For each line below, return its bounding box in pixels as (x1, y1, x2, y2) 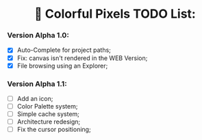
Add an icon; (16, 94, 53, 102)
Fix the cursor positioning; (16, 126, 91, 134)
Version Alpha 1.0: (7, 31, 70, 40)
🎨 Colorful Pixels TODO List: (34, 6, 197, 22)
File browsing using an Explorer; (16, 61, 108, 70)
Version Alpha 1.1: (7, 79, 67, 88)
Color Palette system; (16, 102, 78, 111)
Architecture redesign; (16, 117, 81, 126)
